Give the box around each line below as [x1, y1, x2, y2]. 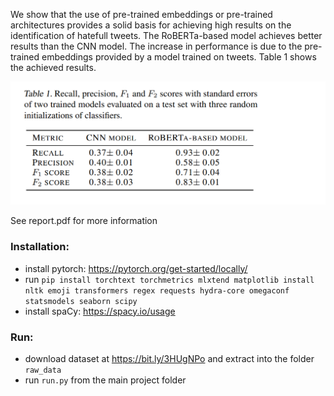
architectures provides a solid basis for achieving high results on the [10, 19, 292, 31]
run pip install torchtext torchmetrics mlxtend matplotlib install [24, 273, 315, 285]
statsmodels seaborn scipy [24, 296, 138, 306]
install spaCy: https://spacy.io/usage [24, 305, 176, 317]
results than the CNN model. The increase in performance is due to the [10, 40, 303, 52]
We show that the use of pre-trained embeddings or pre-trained [10, 9, 273, 20]
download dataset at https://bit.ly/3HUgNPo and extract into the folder [24, 352, 315, 364]
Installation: [10, 240, 70, 254]
